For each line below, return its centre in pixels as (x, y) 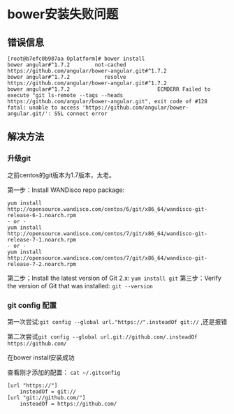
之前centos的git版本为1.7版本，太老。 (61, 175)
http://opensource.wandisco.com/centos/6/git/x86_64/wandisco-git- (108, 209)
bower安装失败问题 (63, 14)
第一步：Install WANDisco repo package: (66, 190)
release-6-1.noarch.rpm (42, 215)
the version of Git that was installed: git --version (80, 286)
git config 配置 (32, 305)
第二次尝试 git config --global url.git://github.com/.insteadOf (102, 337)
